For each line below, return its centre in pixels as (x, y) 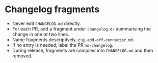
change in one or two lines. (41, 34)
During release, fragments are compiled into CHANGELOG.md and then (83, 50)
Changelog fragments (52, 9)
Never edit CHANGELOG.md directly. (46, 23)
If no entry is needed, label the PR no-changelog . (63, 45)
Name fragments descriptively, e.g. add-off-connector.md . (73, 40)
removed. (22, 56)
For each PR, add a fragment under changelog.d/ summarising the (82, 28)
